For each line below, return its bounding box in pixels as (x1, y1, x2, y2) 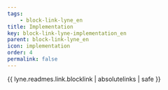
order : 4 (7, 50, 33, 57)
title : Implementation (7, 23, 73, 30)
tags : (7, 10, 23, 17)
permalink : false (7, 56, 58, 63)
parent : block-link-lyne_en (7, 36, 90, 43)
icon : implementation (7, 43, 71, 50)
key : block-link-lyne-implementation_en (7, 29, 127, 37)
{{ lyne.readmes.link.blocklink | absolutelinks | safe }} (7, 75, 161, 83)
